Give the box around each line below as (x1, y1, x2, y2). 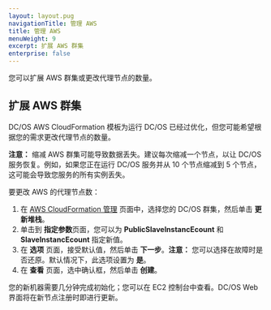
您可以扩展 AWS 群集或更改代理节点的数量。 (8, 73, 157, 82)
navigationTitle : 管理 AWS (8, 19, 97, 28)
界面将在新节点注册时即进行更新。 (8, 292, 123, 302)
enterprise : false (8, 50, 71, 58)
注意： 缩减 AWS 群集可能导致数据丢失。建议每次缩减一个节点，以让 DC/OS (8, 149, 262, 159)
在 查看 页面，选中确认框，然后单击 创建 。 (19, 265, 162, 274)
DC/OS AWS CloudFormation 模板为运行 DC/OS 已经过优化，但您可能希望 (8, 122, 255, 131)
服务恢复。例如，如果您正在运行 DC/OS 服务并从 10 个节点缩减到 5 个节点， (8, 159, 261, 169)
